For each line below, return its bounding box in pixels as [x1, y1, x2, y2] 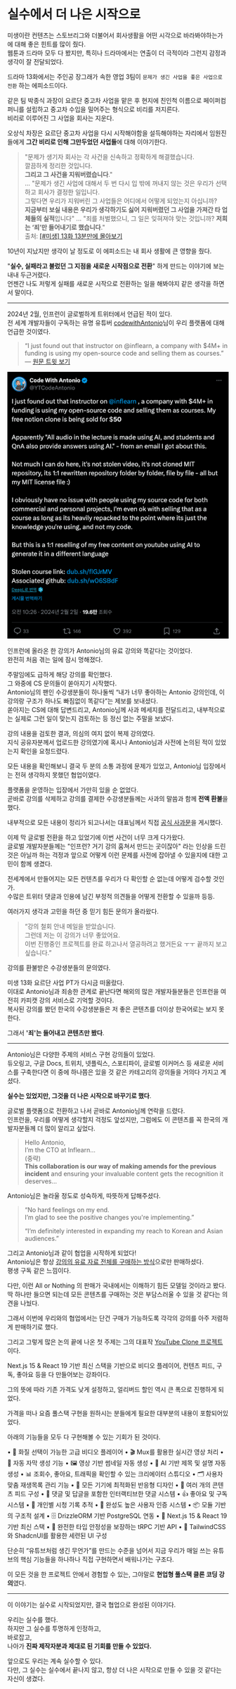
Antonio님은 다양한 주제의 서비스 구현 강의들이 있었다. [7, 1050, 156, 1059]
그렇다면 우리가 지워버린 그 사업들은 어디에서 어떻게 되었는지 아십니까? [24, 197, 218, 205]
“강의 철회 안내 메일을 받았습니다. [24, 922, 116, 930]
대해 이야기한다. [124, 137, 167, 146]
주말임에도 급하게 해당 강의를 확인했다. [7, 670, 112, 678]
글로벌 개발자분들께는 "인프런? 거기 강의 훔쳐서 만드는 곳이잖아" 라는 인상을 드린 [7, 842, 226, 850]
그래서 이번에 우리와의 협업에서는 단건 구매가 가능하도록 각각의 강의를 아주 [7, 1314, 210, 1322]
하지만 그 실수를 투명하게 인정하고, [7, 1624, 101, 1633]
